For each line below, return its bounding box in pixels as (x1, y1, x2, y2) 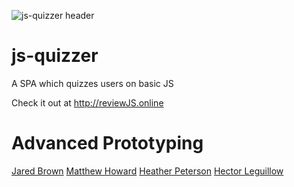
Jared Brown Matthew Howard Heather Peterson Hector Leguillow (11, 165, 284, 177)
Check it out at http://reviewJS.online (11, 96, 164, 109)
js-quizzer (11, 45, 99, 67)
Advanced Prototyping (11, 132, 204, 155)
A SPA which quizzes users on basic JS (11, 77, 174, 89)
